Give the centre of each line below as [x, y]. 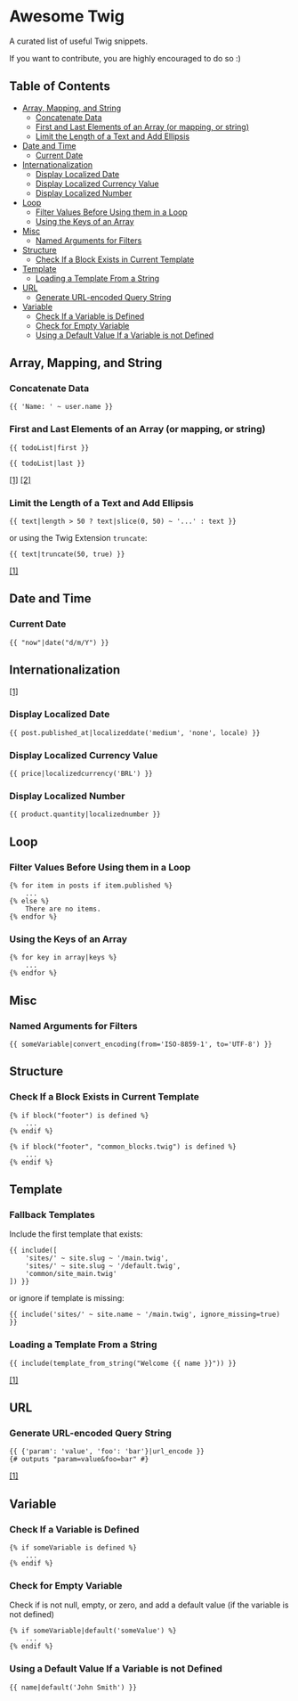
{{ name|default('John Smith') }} [73, 1687]
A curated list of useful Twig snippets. [79, 41]
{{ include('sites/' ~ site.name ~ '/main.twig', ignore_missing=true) [145, 1315]
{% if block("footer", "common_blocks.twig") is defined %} [123, 1147]
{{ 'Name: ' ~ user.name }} [61, 407]
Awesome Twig [67, 16]
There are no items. [63, 909]
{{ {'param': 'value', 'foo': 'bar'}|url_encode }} [107, 1452]
